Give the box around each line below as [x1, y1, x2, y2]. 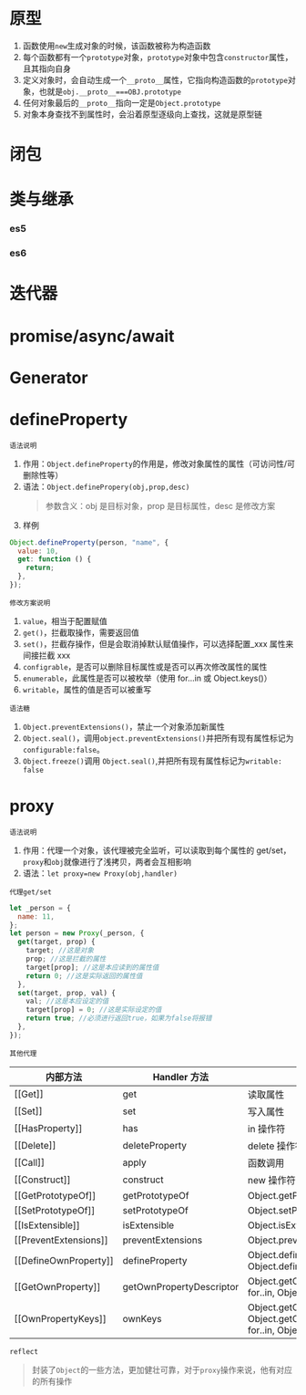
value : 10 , [17, 547, 59, 556]
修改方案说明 [9, 599, 51, 608]
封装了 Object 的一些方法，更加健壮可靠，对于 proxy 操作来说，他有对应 [31, 1364, 293, 1375]
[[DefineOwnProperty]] [14, 1254, 114, 1266]
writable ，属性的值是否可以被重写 [22, 683, 152, 694]
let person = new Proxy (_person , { [9, 929, 145, 938]
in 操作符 [247, 1122, 286, 1135]
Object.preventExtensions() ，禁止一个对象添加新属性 [22, 721, 225, 732]
